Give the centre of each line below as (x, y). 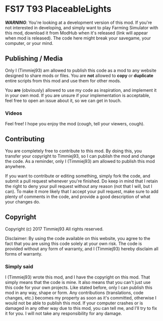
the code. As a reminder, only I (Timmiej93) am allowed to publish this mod (80, 161)
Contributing (25, 139)
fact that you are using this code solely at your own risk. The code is (73, 243)
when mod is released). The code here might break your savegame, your (78, 38)
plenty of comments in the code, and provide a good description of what (78, 197)
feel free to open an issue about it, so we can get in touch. (63, 100)
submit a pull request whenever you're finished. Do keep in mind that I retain (81, 181)
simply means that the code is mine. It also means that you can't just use (78, 282)
